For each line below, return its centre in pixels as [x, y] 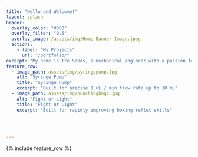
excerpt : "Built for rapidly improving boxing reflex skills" [95, 110]
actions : [22, 45]
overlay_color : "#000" [39, 28]
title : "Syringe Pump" [44, 83]
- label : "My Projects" [46, 50]
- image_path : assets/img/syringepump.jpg [64, 72]
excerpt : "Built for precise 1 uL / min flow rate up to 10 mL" [97, 88]
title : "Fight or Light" [47, 104]
